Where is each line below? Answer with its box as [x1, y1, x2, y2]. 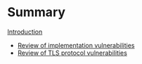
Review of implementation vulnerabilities [17, 41, 135, 49]
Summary [7, 4, 65, 20]
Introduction [7, 27, 43, 36]
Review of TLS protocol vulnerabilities [17, 49, 128, 57]
